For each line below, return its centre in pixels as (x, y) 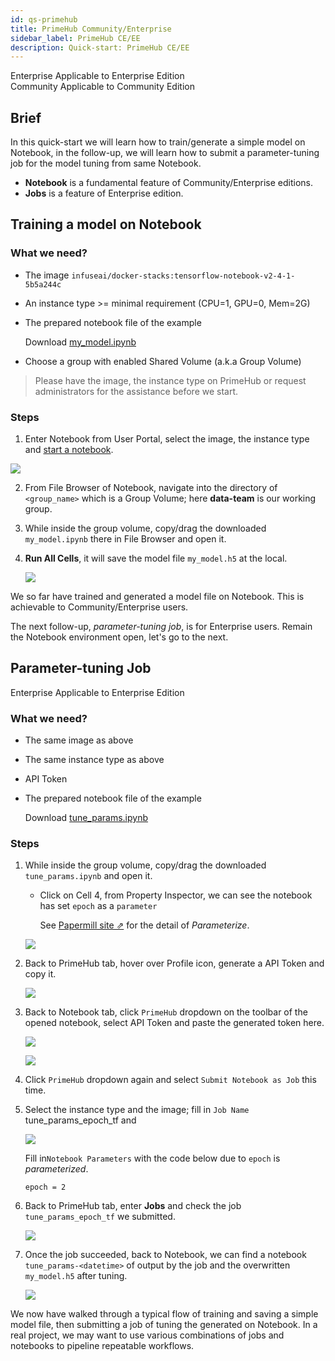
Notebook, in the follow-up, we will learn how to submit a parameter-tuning (165, 153)
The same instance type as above (94, 760)
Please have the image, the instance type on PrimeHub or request (170, 380)
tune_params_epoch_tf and (80, 1120)
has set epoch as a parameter (98, 906)
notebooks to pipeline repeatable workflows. (102, 1346)
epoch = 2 (45, 1187)
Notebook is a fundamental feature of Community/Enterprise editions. (168, 183)
